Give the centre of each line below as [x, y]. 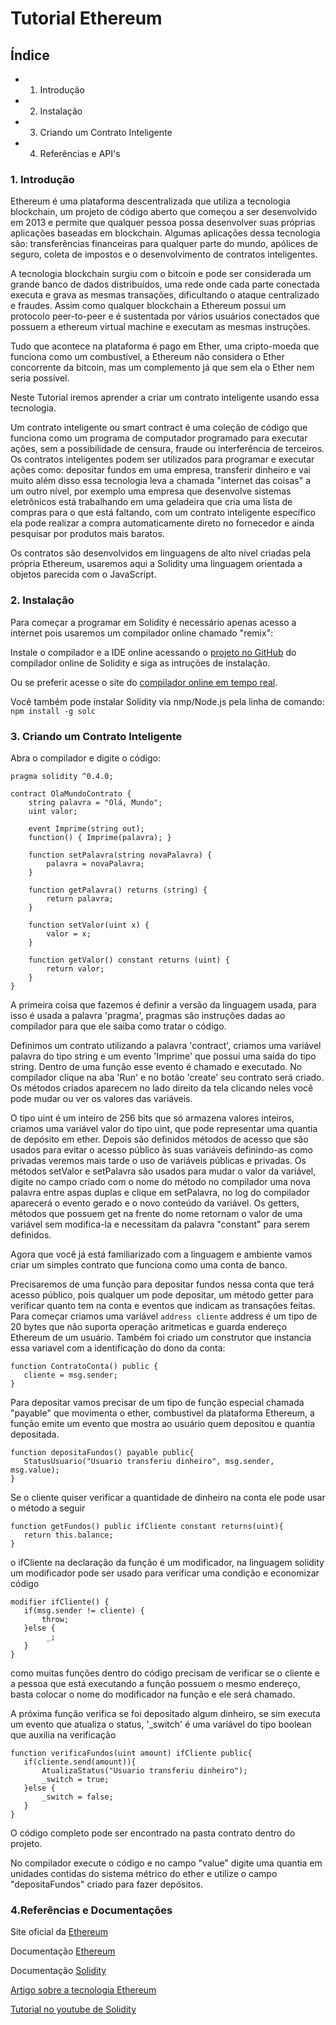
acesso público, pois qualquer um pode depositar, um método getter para [162, 1294]
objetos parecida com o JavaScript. [83, 574]
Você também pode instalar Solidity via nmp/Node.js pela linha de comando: [167, 701]
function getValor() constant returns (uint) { [129, 960]
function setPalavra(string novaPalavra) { [120, 855]
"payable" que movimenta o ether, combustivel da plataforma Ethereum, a [162, 1413]
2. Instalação [42, 600]
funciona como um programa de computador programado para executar [159, 438]
